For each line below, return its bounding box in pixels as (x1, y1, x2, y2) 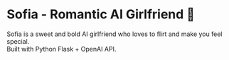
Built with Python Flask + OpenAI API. (6, 44, 117, 53)
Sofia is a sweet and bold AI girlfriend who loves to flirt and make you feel (6, 30, 223, 38)
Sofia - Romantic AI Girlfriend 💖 (6, 6, 195, 23)
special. (6, 37, 30, 45)
